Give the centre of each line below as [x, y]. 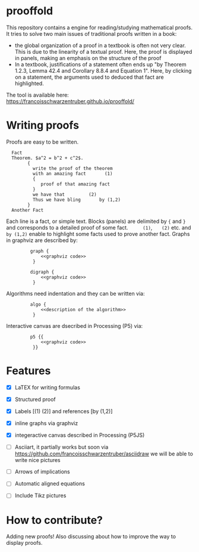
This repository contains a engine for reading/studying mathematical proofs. [99, 27]
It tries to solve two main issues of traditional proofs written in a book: [91, 33]
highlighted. [29, 83]
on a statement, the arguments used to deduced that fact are [89, 77]
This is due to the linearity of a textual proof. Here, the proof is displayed [103, 51]
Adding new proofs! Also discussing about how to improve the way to [91, 537]
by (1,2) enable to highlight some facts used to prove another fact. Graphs [98, 234]
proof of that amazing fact [75, 184]
